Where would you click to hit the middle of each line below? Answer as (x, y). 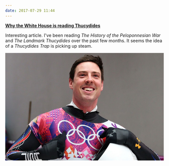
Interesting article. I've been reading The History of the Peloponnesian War (83, 35)
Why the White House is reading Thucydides (53, 26)
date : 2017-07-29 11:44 (30, 11)
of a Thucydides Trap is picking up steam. (49, 46)
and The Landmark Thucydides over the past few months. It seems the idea (84, 41)
